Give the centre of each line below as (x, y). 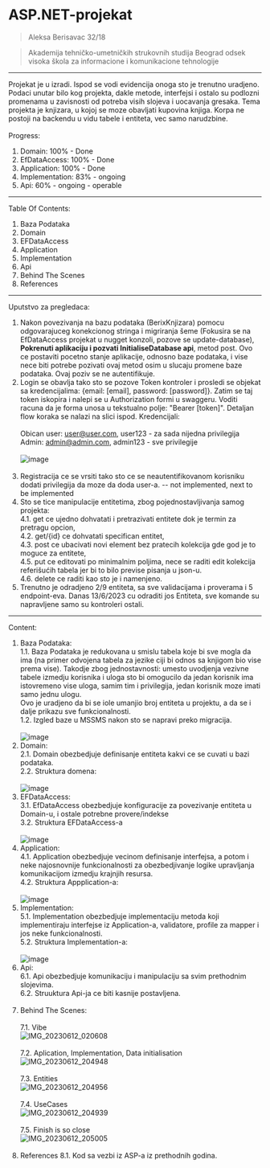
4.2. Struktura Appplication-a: (69, 882)
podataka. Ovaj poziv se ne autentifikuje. (87, 373)
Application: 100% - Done (63, 168)
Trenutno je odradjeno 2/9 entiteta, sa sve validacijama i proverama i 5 (136, 587)
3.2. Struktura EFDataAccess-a (71, 822)
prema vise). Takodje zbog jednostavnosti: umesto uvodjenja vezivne (134, 668)
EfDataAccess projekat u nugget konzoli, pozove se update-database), (137, 339)
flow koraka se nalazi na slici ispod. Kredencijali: (100, 416)
